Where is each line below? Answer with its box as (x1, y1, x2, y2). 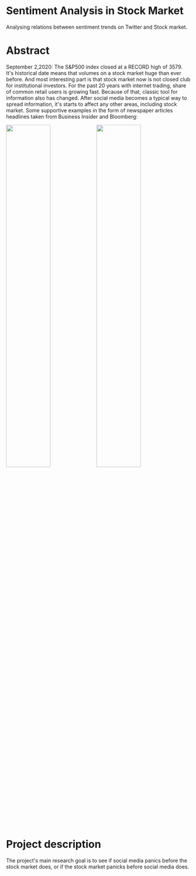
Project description (6, 838, 101, 851)
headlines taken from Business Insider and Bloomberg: (6, 113, 138, 120)
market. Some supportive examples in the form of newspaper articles (6, 107, 173, 114)
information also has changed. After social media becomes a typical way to (6, 94, 187, 101)
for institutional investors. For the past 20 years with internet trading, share (6, 82, 187, 89)
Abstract (6, 44, 50, 57)
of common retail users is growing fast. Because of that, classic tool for (6, 88, 178, 95)
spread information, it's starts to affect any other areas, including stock (6, 101, 177, 108)
